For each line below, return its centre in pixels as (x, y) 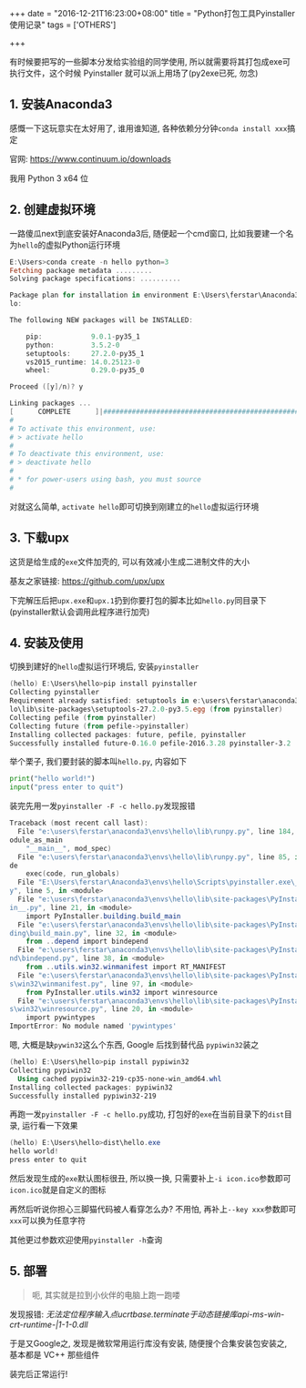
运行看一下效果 (50, 1126)
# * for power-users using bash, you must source (106, 480)
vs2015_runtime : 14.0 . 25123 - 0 (83, 362)
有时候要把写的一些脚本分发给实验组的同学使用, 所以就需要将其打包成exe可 (150, 61)
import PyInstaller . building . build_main (103, 916)
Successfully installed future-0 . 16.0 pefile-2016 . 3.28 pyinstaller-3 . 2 (150, 743)
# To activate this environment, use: (83, 429)
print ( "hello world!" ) (52, 779)
